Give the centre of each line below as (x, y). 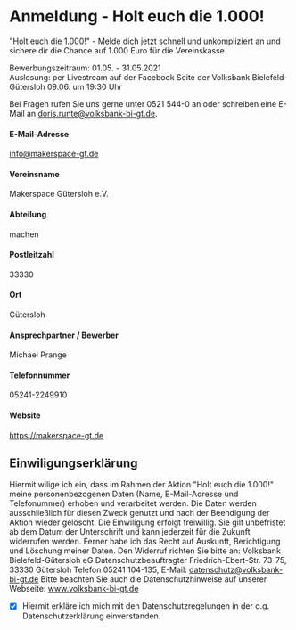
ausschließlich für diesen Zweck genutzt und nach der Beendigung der (140, 513)
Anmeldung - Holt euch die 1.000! (137, 16)
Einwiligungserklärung (74, 463)
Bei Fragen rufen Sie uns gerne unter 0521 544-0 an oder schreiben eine (143, 103)
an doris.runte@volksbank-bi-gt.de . (92, 113)
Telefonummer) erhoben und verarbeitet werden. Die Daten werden (133, 503)
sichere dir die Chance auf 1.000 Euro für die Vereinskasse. (118, 50)
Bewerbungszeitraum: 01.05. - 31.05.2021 (86, 68)
